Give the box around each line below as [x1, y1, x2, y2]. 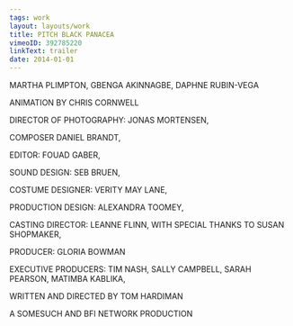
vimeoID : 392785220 [9, 38, 83, 48]
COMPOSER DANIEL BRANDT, [9, 132, 121, 142]
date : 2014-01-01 [9, 55, 75, 64]
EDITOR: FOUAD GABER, [9, 149, 101, 160]
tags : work [9, 13, 50, 23]
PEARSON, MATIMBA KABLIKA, [9, 274, 126, 284]
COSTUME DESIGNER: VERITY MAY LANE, [9, 185, 168, 195]
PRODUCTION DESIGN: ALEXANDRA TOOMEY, [9, 202, 184, 213]
